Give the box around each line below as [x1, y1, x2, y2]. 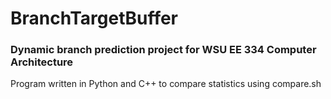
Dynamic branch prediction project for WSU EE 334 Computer [10, 43, 317, 57]
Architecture [10, 55, 74, 69]
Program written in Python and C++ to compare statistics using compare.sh [10, 78, 322, 90]
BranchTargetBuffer [10, 7, 179, 30]
